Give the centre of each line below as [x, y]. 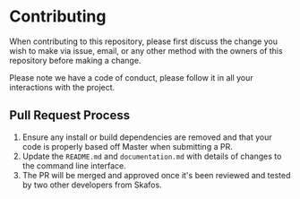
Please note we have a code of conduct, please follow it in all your [131, 77]
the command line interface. [74, 165]
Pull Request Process [70, 115]
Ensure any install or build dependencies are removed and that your [147, 137]
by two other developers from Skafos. [92, 185]
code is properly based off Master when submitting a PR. [127, 146]
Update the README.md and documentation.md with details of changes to [152, 156]
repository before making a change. [75, 60]
